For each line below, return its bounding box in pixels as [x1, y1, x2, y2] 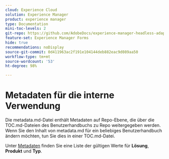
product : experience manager [5, 17, 66, 22]
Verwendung [5, 100, 61, 112]
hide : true [5, 40, 28, 45]
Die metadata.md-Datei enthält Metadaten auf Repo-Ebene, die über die [5, 117, 155, 123]
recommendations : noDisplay [5, 45, 64, 50]
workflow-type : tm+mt [5, 54, 51, 59]
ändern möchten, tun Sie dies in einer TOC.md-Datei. [5, 133, 115, 139]
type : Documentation [5, 21, 49, 27]
